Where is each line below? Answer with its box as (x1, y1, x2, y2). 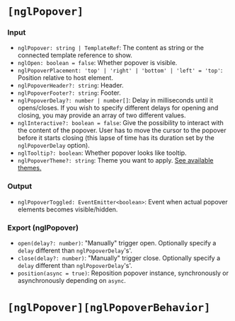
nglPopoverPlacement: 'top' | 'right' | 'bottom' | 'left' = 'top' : (17, 66, 223, 75)
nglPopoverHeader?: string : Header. (17, 81, 124, 90)
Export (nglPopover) (7, 223, 79, 233)
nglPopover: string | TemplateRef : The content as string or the (17, 44, 204, 52)
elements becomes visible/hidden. (17, 205, 118, 214)
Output (7, 182, 33, 192)
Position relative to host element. (17, 74, 113, 82)
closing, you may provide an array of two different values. (17, 111, 186, 119)
